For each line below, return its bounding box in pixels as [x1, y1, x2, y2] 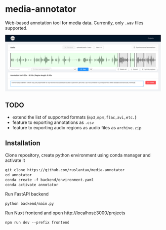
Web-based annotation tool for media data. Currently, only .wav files [5, 20, 144, 26]
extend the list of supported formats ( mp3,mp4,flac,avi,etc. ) [12, 114, 137, 120]
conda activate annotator [5, 182, 58, 187]
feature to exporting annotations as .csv [12, 119, 94, 125]
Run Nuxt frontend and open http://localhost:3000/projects [5, 210, 125, 216]
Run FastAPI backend [5, 191, 49, 197]
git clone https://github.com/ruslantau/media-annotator [5, 167, 125, 172]
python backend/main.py [5, 201, 54, 206]
